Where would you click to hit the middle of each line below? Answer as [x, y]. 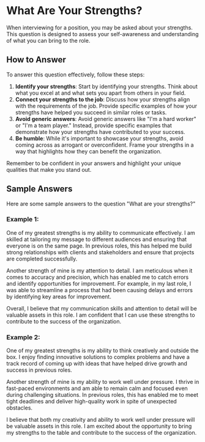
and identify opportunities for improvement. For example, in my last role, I [99, 283]
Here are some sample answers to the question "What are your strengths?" [101, 204]
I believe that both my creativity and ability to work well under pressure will [101, 420]
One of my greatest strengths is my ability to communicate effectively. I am [101, 232]
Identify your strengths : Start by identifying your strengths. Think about [106, 86]
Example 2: [23, 337]
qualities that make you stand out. [49, 169]
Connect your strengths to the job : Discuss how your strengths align [102, 99]
